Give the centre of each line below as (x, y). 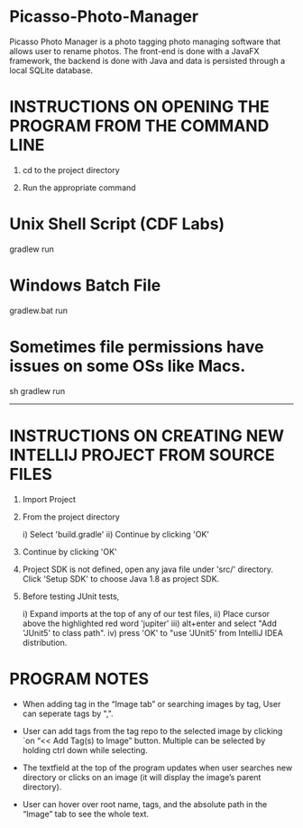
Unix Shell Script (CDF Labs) (117, 224)
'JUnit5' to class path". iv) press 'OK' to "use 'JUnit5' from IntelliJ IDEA (153, 632)
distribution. (45, 642)
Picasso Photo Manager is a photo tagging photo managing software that (145, 41)
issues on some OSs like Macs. (128, 366)
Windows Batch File (85, 285)
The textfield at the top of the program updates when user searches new (157, 768)
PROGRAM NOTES (79, 679)
